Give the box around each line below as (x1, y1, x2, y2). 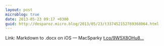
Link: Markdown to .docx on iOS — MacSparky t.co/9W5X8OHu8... (5, 35, 144, 41)
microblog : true (5, 12, 39, 17)
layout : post (5, 7, 33, 12)
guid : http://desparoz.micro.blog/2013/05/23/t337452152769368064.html (5, 21, 159, 26)
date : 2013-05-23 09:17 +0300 (5, 16, 69, 21)
